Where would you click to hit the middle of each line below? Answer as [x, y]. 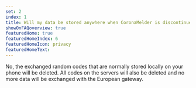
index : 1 [16, 17]
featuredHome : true [29, 33]
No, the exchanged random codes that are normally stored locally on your [94, 66]
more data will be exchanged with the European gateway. [75, 79]
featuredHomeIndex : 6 [32, 39]
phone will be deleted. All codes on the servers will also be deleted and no [95, 72]
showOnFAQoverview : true [36, 28]
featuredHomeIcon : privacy [38, 45]
